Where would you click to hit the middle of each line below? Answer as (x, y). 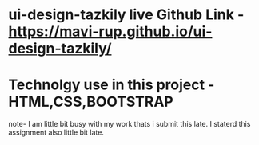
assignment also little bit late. (56, 132)
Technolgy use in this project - (112, 85)
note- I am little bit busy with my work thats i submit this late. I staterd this (129, 124)
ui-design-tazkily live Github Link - (126, 15)
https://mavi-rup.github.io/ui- (110, 31)
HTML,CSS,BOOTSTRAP (91, 102)
